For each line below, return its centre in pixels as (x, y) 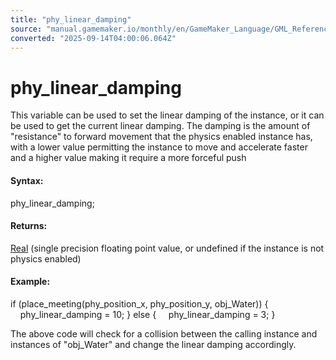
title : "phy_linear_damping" (71, 19)
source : (26, 29)
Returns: (29, 226)
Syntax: (27, 180)
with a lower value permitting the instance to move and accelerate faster (159, 147)
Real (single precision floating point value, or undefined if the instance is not (167, 248)
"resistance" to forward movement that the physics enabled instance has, (161, 137)
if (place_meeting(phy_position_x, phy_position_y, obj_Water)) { (139, 303)
